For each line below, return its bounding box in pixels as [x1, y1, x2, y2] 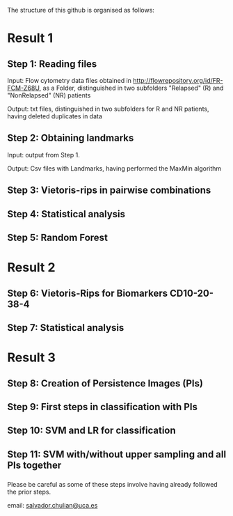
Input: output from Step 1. [7, 150, 80, 159]
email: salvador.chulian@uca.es [7, 501, 98, 509]
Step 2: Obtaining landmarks [7, 132, 134, 144]
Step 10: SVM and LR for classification [7, 425, 176, 437]
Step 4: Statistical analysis [7, 208, 126, 220]
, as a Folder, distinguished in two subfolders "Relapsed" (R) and [39, 84, 224, 92]
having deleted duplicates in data [7, 112, 103, 120]
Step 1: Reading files [7, 58, 97, 70]
